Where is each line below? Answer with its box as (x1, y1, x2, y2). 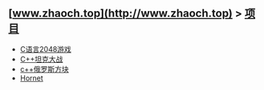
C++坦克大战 (19, 54, 63, 64)
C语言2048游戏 (19, 44, 72, 53)
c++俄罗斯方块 (19, 64, 70, 73)
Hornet (19, 73, 44, 83)
